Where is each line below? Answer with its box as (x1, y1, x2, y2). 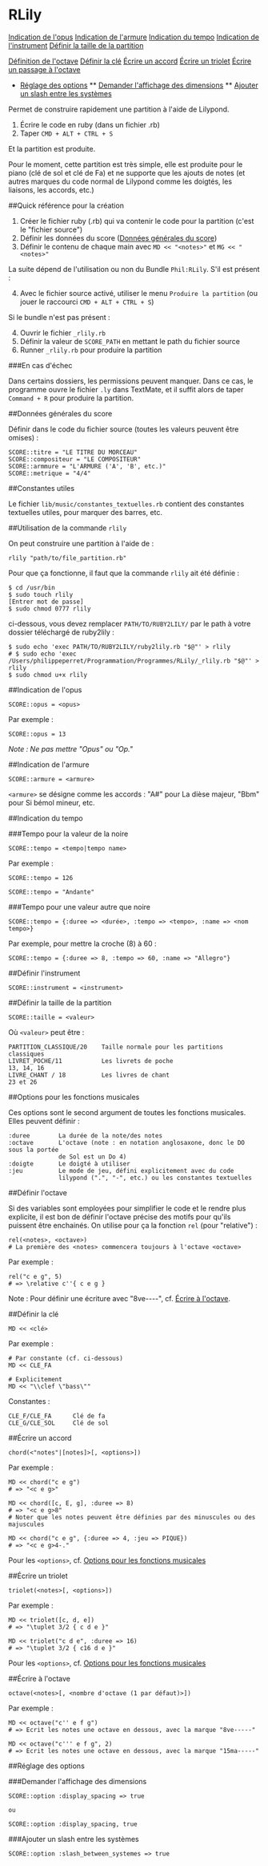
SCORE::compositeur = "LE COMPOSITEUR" (8, 455, 142, 463)
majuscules (8, 1520, 45, 1528)
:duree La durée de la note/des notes (8, 1131, 162, 1140)
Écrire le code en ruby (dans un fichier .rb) (19, 120, 160, 129)
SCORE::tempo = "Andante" (8, 888, 94, 896)
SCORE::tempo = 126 (8, 874, 74, 882)
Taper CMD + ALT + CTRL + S (19, 128, 114, 138)
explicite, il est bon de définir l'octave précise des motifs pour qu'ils (8, 1211, 231, 1221)
